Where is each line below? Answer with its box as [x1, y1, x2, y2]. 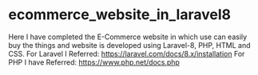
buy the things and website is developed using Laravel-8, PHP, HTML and [8, 40, 251, 49]
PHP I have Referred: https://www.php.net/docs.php [8, 57, 180, 67]
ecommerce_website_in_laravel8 [8, 6, 232, 24]
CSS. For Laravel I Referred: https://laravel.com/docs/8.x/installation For [8, 49, 245, 58]
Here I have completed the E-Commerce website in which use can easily [8, 32, 248, 41]
